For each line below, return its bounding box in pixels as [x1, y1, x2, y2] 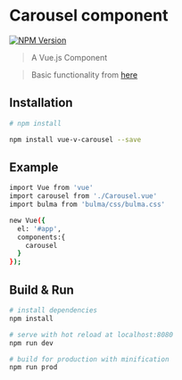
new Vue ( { [9, 216, 46, 225]
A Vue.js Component [30, 52, 108, 62]
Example [9, 160, 59, 175]
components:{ [17, 233, 66, 242]
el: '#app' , [17, 224, 62, 233]
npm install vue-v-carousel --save [9, 135, 142, 144]
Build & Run [9, 282, 74, 297]
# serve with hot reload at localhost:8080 [9, 330, 174, 339]
